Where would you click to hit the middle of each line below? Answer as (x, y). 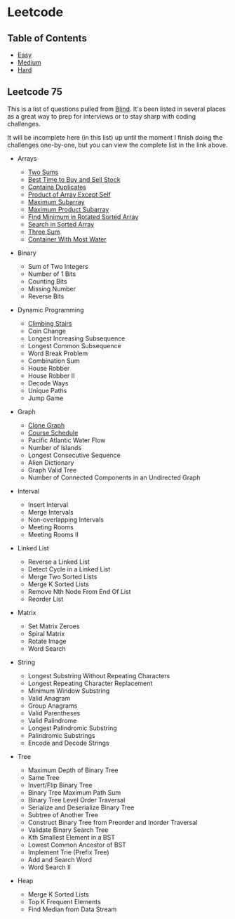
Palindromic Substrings (61, 735)
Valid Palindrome (52, 720)
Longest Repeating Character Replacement (90, 683)
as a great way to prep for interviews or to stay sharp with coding (102, 116)
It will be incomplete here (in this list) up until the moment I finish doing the (115, 137)
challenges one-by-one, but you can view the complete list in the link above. (117, 145)
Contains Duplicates (57, 187)
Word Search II (49, 867)
